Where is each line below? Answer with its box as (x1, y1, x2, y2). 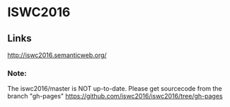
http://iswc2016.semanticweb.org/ (7, 51, 108, 59)
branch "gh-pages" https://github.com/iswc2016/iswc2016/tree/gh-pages (7, 92, 223, 101)
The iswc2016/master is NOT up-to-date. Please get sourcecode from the (7, 84, 223, 93)
